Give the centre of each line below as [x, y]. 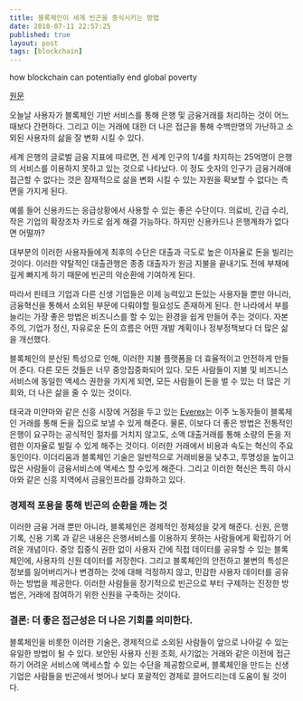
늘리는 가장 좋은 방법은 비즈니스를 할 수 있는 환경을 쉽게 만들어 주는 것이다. [141, 317]
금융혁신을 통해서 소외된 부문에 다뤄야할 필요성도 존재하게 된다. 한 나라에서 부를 [149, 305]
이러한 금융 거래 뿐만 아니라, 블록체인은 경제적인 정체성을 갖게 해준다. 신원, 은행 [149, 527]
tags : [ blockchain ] [46, 52]
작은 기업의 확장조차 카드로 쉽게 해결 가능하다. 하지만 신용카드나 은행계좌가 [141, 222]
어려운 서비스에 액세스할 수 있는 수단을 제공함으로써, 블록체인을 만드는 [149, 664]
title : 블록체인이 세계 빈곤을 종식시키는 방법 [85, 18]
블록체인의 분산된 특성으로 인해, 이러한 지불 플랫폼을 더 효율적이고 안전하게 [141, 359]
